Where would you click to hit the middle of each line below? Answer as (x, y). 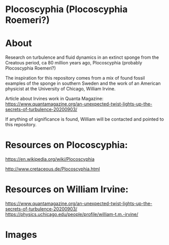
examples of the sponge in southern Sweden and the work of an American (83, 83)
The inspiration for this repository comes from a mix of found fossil (75, 78)
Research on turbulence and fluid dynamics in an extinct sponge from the (82, 57)
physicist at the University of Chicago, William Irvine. (60, 89)
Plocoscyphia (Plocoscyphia (66, 9)
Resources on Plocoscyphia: (66, 145)
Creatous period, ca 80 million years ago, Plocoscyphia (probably (74, 63)
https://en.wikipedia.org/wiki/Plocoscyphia (50, 159)
